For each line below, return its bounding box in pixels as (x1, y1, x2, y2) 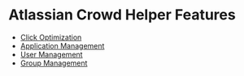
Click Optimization (20, 32, 82, 42)
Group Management (20, 58, 88, 68)
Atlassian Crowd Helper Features (8, 6, 236, 24)
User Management (20, 49, 83, 59)
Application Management (20, 40, 105, 50)
